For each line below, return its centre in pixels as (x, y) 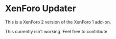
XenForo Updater (41, 9)
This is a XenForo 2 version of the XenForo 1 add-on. (58, 22)
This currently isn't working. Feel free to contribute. (57, 31)
